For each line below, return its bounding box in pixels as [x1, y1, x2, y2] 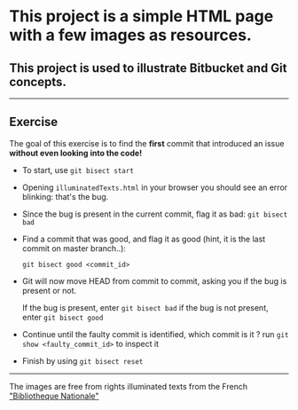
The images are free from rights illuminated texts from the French [9, 381, 248, 391]
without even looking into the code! [9, 147, 143, 158]
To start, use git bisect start [21, 164, 135, 175]
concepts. [9, 74, 67, 90]
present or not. [21, 285, 77, 296]
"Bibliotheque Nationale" [9, 390, 99, 401]
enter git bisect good [21, 311, 104, 322]
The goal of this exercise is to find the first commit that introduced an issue [9, 138, 285, 148]
